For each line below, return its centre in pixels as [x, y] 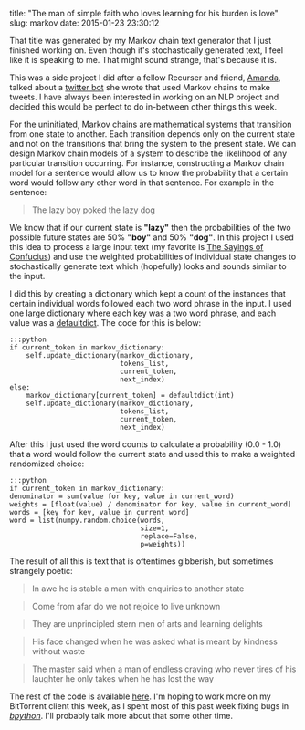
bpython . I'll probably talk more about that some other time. [121, 716]
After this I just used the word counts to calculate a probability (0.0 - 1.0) [145, 444]
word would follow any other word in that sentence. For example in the [142, 182]
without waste [58, 651]
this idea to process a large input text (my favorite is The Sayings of [137, 247]
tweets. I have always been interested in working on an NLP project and [144, 97]
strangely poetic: [41, 571]
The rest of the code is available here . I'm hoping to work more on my [140, 696]
